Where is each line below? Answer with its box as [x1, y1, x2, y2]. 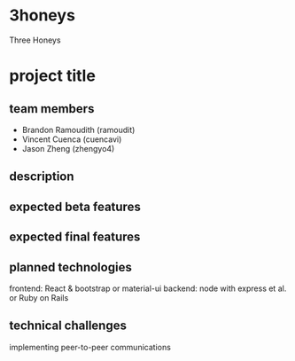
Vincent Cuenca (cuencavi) [21, 134, 122, 145]
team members [9, 101, 95, 116]
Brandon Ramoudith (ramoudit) [21, 124, 136, 135]
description [9, 169, 74, 184]
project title [9, 66, 96, 86]
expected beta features [9, 199, 142, 214]
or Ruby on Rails [9, 292, 69, 302]
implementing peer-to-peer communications [9, 341, 171, 352]
